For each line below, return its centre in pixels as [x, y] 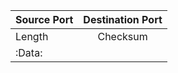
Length [32, 36]
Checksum [122, 36]
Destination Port [123, 19]
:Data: [29, 52]
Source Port [44, 19]
